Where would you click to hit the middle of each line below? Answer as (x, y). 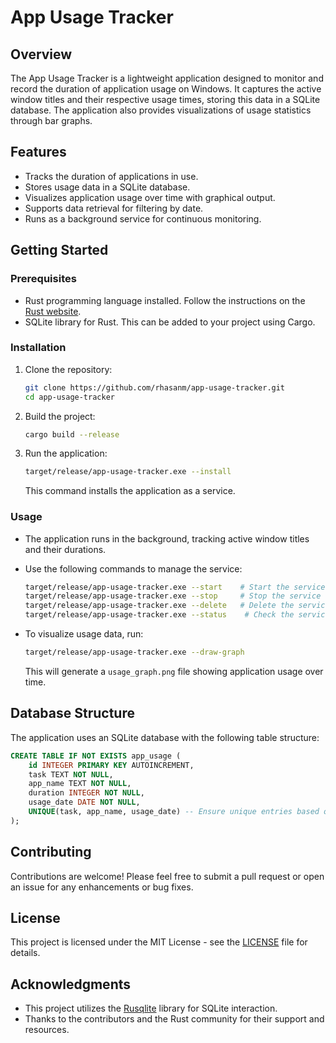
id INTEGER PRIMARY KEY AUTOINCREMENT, (111, 765)
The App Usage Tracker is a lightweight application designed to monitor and (167, 78)
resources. (47, 1030)
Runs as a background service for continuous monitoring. (143, 218)
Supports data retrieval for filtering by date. (114, 208)
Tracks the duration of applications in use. (111, 176)
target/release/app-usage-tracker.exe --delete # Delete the (159, 606)
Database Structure (72, 713)
